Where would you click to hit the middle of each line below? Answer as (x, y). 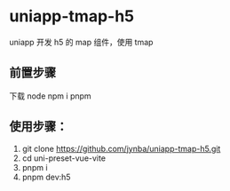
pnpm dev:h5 (46, 177)
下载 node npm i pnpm (50, 96)
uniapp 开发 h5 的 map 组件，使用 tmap (81, 42)
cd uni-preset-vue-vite (64, 158)
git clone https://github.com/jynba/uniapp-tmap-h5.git (121, 148)
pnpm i (35, 167)
